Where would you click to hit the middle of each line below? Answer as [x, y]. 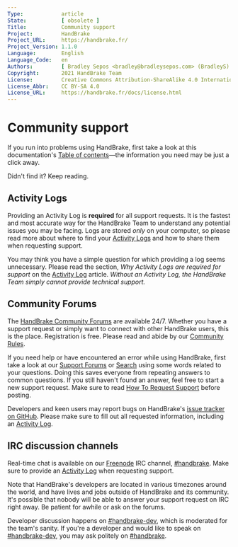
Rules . [17, 343]
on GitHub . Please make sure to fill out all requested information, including [116, 416]
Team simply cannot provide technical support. [76, 282]
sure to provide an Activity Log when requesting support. [91, 471]
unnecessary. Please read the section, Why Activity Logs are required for [114, 267]
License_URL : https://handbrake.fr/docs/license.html [95, 93]
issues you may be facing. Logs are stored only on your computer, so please [119, 230]
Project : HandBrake [49, 34]
